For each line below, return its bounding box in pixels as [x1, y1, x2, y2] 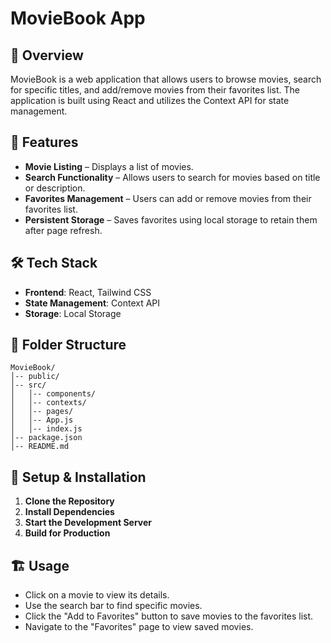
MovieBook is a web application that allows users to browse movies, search [10, 73, 322, 85]
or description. [24, 182, 86, 194]
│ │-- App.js [10, 415, 74, 426]
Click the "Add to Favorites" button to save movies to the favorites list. [24, 610, 314, 622]
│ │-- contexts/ [10, 398, 87, 408]
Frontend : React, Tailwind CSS [24, 286, 152, 298]
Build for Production [24, 527, 111, 539]
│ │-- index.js [10, 424, 83, 434]
